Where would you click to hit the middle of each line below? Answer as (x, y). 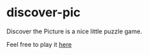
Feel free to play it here (39, 44)
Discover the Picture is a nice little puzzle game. (74, 31)
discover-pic (44, 13)
